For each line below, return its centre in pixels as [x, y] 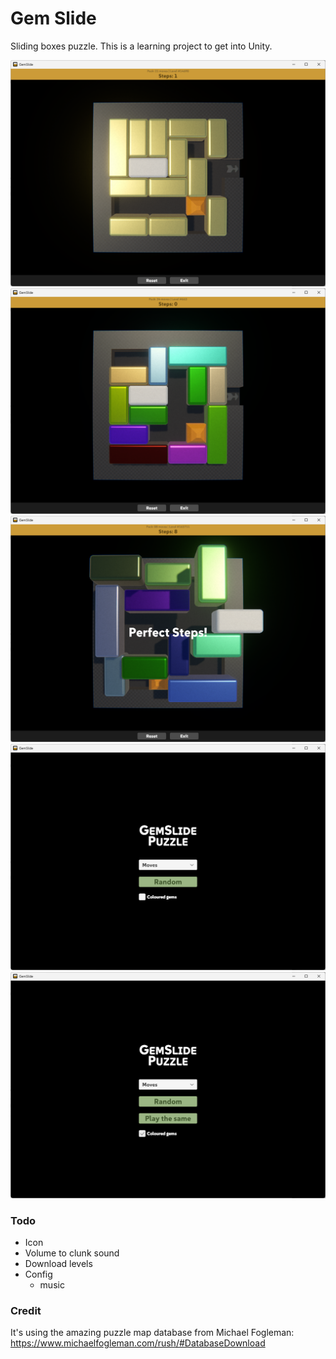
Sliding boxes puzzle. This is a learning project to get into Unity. [141, 46]
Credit [26, 1310]
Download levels [58, 1263]
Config [38, 1274]
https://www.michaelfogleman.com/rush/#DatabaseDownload [138, 1343]
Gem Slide [53, 18]
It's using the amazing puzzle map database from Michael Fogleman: [152, 1333]
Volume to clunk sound [72, 1253]
